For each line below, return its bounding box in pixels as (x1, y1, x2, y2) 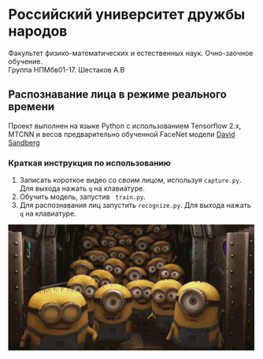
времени (8, 100, 55, 113)
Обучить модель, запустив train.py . (19, 192, 146, 202)
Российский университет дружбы (8, 6, 246, 24)
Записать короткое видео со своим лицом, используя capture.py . (19, 176, 242, 185)
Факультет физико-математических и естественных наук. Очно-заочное (8, 48, 254, 57)
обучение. (8, 57, 43, 66)
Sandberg (8, 138, 41, 147)
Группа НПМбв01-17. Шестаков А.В (8, 65, 125, 74)
